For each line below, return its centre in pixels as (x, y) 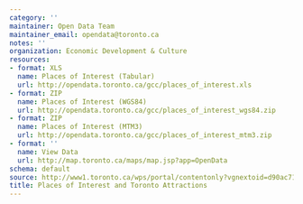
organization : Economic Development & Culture (98, 51)
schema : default (40, 169)
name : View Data (48, 152)
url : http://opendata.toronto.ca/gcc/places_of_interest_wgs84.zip (147, 110)
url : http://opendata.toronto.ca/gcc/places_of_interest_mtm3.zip (145, 135)
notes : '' (28, 43)
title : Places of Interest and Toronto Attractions (108, 186)
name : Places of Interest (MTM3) (80, 127)
